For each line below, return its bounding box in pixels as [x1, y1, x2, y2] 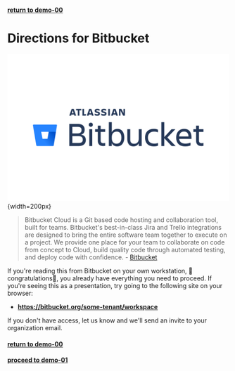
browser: [7, 289, 34, 298]
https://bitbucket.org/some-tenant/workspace [17, 303, 158, 311]
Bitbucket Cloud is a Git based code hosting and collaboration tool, [24, 216, 219, 224]
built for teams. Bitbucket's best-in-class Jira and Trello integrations [24, 223, 222, 232]
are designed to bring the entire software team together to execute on [24, 230, 227, 239]
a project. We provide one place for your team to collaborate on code [24, 238, 225, 247]
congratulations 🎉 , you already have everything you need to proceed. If [7, 274, 212, 282]
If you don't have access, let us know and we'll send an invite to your [7, 316, 208, 325]
